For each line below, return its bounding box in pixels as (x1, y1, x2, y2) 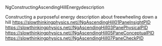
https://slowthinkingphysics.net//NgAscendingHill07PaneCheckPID (5, 35, 144, 41)
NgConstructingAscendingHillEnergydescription (5, 4, 104, 10)
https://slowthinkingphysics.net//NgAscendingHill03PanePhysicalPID (5, 24, 148, 30)
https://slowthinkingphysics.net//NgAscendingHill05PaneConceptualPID (5, 30, 154, 35)
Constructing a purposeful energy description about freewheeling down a (5, 14, 157, 19)
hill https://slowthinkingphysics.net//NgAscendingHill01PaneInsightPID (5, 19, 151, 25)
